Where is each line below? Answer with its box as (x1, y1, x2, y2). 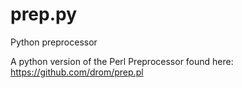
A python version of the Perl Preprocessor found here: (10, 55, 234, 67)
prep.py (10, 3, 78, 26)
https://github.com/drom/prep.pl (10, 66, 144, 78)
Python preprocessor (10, 36, 98, 48)
